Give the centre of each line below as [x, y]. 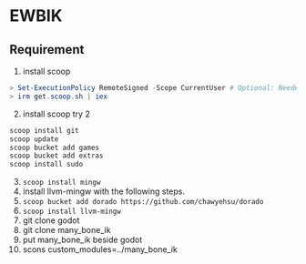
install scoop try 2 [56, 114]
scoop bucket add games [55, 147]
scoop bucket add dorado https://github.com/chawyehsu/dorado [143, 202]
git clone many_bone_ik [66, 230]
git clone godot [51, 220]
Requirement [47, 50]
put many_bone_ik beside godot [82, 240]
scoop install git [44, 130]
